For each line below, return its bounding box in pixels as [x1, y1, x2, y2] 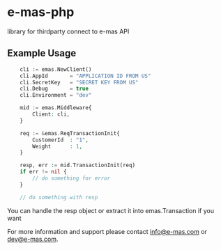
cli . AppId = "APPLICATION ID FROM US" [20, 72, 151, 79]
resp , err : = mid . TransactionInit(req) [20, 162, 136, 169]
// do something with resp [20, 194, 98, 201]
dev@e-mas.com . [7, 235, 59, 243]
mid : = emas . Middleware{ [20, 104, 92, 111]
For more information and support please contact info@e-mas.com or [7, 227, 208, 235]
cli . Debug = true [20, 85, 89, 93]
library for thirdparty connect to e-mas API [7, 27, 130, 36]
